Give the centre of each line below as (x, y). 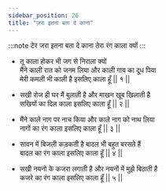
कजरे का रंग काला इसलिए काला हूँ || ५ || (71, 178)
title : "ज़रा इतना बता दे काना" (51, 23)
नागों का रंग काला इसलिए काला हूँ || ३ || (70, 128)
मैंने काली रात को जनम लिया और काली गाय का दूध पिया (88, 70)
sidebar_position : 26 (44, 15)
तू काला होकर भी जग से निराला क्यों (63, 61)
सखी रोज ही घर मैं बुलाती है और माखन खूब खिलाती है (85, 95)
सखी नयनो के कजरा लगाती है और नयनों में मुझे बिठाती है (89, 169)
